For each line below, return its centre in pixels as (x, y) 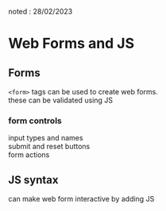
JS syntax (33, 180)
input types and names (46, 138)
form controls (35, 121)
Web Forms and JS (71, 44)
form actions (29, 155)
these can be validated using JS (61, 100)
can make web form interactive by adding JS (81, 199)
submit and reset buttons (49, 147)
